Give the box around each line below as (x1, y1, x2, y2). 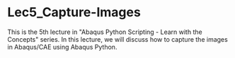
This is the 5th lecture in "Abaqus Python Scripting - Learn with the (7, 28, 203, 36)
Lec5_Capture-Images (7, 4, 142, 21)
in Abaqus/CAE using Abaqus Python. (7, 42, 117, 51)
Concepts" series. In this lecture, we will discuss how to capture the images (7, 35, 228, 43)
